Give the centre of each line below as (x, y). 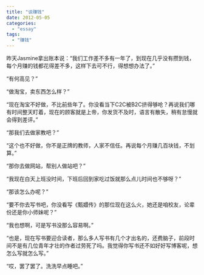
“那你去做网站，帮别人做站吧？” (46, 166)
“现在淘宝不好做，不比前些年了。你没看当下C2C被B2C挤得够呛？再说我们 (98, 104)
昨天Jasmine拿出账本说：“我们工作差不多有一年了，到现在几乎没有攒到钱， (100, 58)
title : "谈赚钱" (25, 12)
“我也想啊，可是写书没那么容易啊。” (50, 225)
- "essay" (24, 29)
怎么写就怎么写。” (28, 253)
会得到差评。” (22, 120)
